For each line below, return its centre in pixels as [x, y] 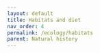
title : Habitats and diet [44, 20]
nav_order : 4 [26, 26]
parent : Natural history [42, 39]
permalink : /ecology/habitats [50, 33]
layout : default [30, 13]
